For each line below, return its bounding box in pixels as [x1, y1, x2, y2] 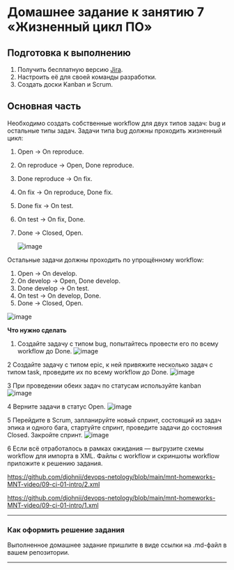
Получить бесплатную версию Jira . [17, 66, 123, 73]
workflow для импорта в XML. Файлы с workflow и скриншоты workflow [7, 451, 220, 460]
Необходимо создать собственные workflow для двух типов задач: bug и [7, 119, 226, 127]
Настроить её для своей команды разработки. [17, 73, 157, 81]
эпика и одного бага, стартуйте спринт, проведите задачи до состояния [7, 423, 223, 432]
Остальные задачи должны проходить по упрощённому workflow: [7, 256, 204, 264]
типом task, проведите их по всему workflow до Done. [7, 367, 169, 376]
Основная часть [7, 101, 81, 112]
